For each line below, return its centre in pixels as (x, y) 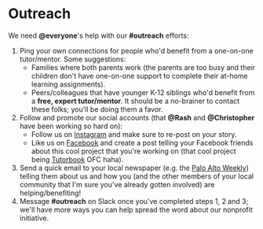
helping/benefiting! (50, 193)
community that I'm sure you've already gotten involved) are (117, 184)
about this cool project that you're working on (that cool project (133, 151)
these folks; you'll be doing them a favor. (97, 109)
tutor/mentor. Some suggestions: (73, 59)
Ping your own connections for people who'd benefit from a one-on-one (136, 50)
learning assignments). (68, 84)
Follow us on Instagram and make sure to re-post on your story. (134, 134)
